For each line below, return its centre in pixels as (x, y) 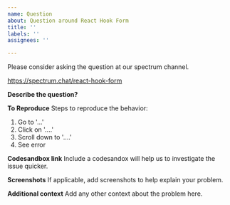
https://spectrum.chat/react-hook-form (65, 81)
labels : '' (23, 34)
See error (32, 145)
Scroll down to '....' (45, 137)
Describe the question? (43, 95)
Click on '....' (36, 130)
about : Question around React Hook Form (68, 21)
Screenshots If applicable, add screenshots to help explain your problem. (115, 180)
